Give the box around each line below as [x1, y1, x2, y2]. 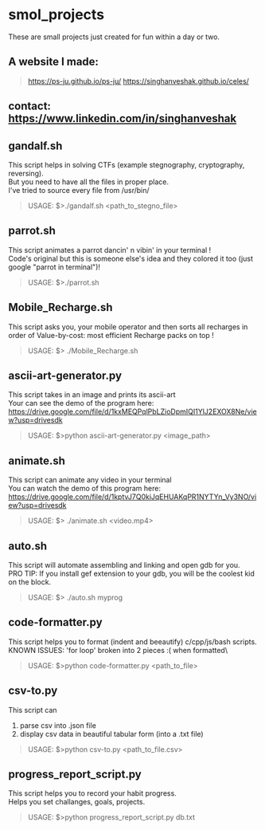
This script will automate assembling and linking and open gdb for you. [8, 561, 240, 570]
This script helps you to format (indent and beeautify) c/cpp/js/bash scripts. [8, 636, 257, 647]
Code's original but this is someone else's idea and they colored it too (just [8, 254, 253, 263]
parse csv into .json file [19, 720, 97, 730]
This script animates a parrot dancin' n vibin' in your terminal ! [8, 245, 212, 254]
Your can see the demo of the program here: [8, 399, 154, 408]
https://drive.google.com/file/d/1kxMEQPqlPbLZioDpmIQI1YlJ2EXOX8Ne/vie [8, 407, 257, 416]
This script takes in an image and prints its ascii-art [8, 390, 177, 399]
